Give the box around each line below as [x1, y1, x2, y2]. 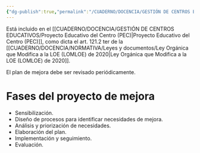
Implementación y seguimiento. [14, 134, 92, 142]
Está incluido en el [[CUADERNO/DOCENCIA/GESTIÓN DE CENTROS [6, 25, 174, 32]
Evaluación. [14, 141, 43, 148]
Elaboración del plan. [14, 128, 67, 135]
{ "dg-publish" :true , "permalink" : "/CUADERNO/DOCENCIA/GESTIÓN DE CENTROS [6, 8, 190, 15]
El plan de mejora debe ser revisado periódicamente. [6, 68, 136, 75]
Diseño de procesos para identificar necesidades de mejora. [14, 115, 164, 123]
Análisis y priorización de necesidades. [14, 122, 111, 129]
